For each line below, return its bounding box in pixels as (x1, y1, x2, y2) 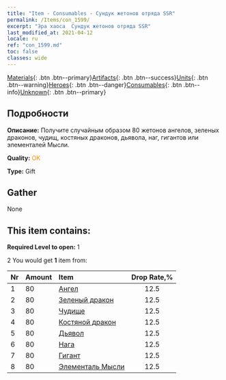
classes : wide (7, 55, 48, 62)
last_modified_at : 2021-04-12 (7, 29, 94, 36)
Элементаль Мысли (58, 362, 125, 372)
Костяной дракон (58, 318, 116, 327)
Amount (25, 273, 53, 282)
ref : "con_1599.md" (7, 42, 63, 49)
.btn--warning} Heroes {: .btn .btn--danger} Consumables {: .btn (7, 80, 182, 89)
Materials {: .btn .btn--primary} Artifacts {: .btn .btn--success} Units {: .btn (7, 73, 208, 81)
